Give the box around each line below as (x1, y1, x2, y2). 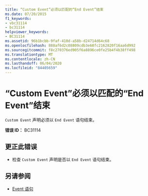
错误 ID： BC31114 (5, 127, 41, 133)
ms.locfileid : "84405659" (5, 66, 57, 71)
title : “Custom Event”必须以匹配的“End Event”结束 (5, 7, 104, 12)
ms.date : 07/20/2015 (5, 12, 47, 16)
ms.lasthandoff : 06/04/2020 (5, 61, 62, 66)
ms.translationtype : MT (5, 52, 53, 57)
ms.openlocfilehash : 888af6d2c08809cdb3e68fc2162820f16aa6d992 (5, 43, 136, 48)
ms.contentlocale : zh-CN (5, 57, 55, 61)
